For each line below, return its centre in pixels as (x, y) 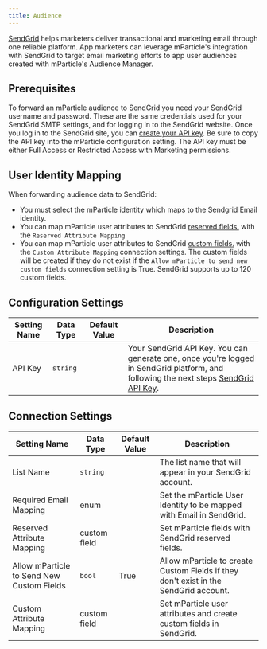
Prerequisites (42, 89)
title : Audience (35, 16)
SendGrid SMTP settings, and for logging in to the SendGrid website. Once (130, 125)
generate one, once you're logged (191, 358)
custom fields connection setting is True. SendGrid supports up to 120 (135, 269)
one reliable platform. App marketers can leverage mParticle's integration (128, 47)
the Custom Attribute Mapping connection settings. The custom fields (133, 252)
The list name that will (200, 462)
